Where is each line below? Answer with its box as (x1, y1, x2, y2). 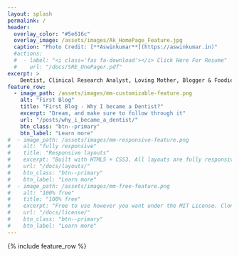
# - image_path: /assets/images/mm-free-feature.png (7, 182, 171, 189)
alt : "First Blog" (20, 97, 75, 104)
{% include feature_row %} (7, 241, 87, 250)
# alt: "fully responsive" (7, 143, 97, 150)
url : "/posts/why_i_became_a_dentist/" (20, 116, 139, 123)
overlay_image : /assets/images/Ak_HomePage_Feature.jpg (14, 37, 183, 44)
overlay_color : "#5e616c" (14, 30, 91, 38)
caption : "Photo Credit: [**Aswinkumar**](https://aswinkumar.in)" (14, 43, 218, 51)
